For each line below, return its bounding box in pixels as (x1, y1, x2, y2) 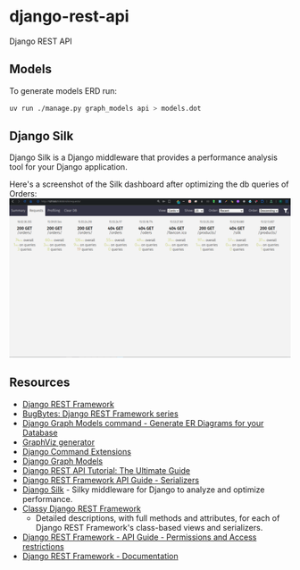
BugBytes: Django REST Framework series (21, 408, 179, 419)
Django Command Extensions (21, 446, 132, 457)
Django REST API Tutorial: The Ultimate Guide (21, 465, 191, 475)
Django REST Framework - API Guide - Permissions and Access (21, 532, 257, 542)
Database (21, 427, 58, 438)
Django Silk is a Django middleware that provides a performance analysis (9, 152, 279, 163)
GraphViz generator (21, 436, 96, 448)
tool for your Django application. (9, 162, 128, 172)
